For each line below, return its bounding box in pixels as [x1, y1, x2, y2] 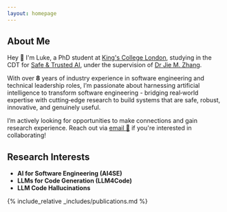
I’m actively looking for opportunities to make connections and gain [7, 117, 198, 125]
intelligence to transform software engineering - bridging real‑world [7, 89, 199, 97]
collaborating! [7, 131, 46, 139]
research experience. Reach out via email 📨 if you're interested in [7, 124, 192, 132]
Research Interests [7, 151, 90, 163]
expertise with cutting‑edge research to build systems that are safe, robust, [7, 96, 221, 104]
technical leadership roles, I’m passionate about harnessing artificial [7, 82, 200, 90]
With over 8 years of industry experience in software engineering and [7, 74, 204, 82]
